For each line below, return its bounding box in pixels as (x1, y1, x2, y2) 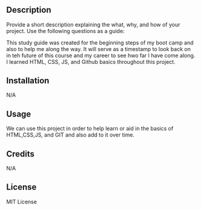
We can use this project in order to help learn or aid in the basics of (6, 125, 174, 132)
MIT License (6, 198, 37, 205)
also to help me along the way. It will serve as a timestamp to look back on (6, 45, 191, 52)
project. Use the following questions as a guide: (6, 27, 125, 34)
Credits (6, 149, 35, 159)
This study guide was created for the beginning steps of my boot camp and (6, 39, 194, 46)
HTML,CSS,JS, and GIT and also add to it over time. (6, 131, 135, 138)
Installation (6, 76, 49, 85)
